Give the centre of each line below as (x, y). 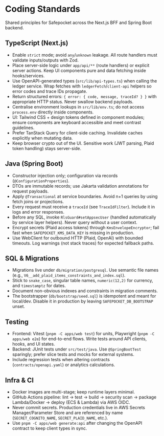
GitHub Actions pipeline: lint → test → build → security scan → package (84, 397)
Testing (17, 322)
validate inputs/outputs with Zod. (45, 60)
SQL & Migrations (32, 258)
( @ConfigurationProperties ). (41, 181)
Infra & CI (20, 380)
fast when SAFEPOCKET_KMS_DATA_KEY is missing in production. (73, 233)
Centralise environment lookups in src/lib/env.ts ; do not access (78, 107)
